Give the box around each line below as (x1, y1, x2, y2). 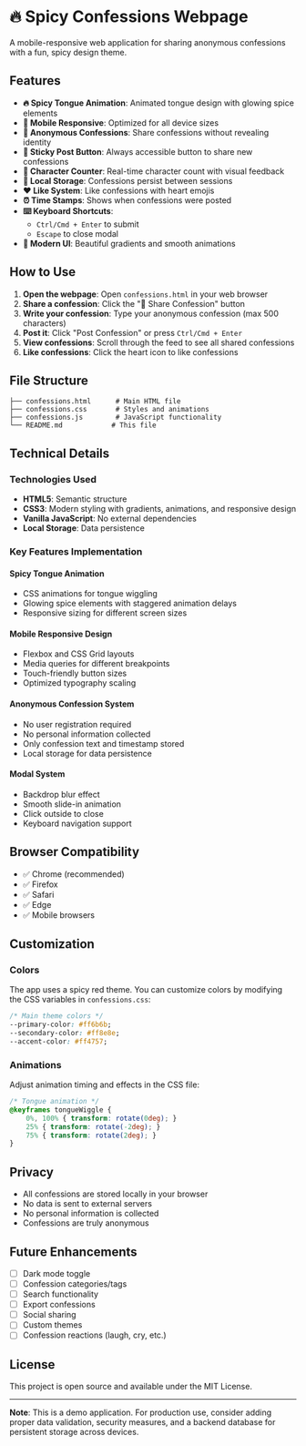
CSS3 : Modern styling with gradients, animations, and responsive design (22, 504, 297, 514)
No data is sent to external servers (22, 1198, 153, 1209)
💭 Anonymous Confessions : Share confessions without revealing (22, 127, 270, 137)
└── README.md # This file (9, 421, 157, 430)
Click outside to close (22, 808, 105, 819)
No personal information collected (22, 728, 151, 739)
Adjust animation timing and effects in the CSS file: (9, 1079, 200, 1090)
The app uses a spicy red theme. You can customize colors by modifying (9, 984, 283, 995)
